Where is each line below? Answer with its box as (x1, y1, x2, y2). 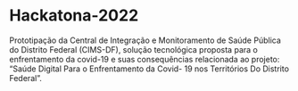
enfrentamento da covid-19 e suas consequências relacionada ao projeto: (9, 54, 280, 64)
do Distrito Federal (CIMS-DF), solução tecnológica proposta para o (9, 44, 259, 54)
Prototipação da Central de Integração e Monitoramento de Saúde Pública (9, 35, 281, 45)
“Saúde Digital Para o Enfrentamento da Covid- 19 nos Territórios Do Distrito (9, 63, 290, 74)
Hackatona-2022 (9, 5, 139, 26)
